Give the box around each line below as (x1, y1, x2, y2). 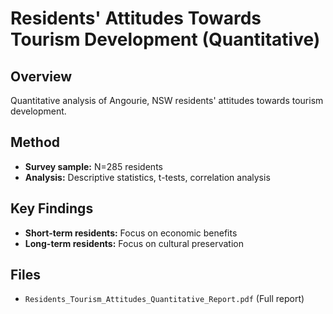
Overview (10, 68, 73, 85)
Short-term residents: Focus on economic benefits (24, 227, 238, 239)
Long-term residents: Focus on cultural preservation (24, 237, 244, 249)
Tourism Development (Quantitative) (10, 28, 321, 51)
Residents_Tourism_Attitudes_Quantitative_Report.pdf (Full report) (24, 293, 305, 305)
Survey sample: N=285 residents (24, 160, 163, 172)
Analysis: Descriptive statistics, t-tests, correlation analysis (24, 171, 271, 183)
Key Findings (10, 200, 94, 217)
